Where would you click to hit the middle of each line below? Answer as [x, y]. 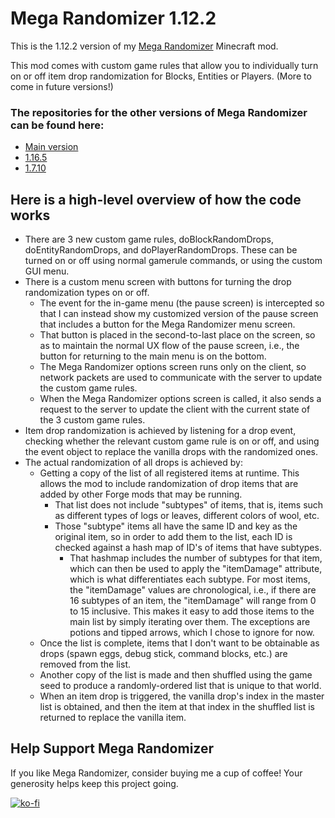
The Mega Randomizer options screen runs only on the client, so [173, 367]
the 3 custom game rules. [92, 420]
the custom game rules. [88, 388]
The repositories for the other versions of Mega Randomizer [159, 112]
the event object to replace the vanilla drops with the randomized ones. [171, 452]
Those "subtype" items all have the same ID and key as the [176, 526]
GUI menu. [47, 271]
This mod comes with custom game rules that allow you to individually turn [164, 65]
